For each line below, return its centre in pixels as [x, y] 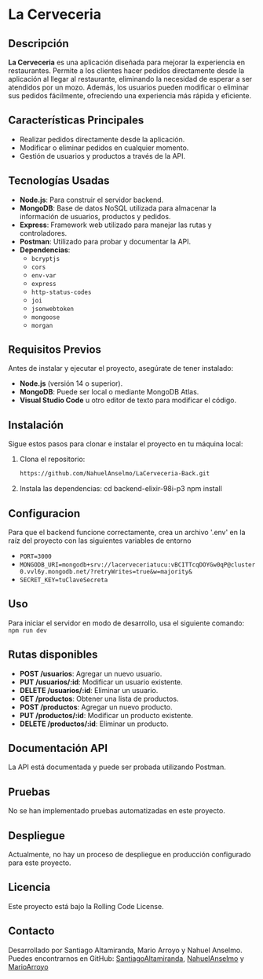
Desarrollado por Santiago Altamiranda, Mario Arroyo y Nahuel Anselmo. [125, 950]
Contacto [31, 931]
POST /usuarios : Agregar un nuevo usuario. [91, 673]
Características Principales [76, 121]
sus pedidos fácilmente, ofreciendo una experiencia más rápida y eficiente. [130, 95]
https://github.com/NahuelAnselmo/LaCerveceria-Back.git [115, 474]
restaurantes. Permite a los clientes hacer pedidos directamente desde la [126, 71]
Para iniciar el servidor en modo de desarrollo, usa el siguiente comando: [126, 623]
